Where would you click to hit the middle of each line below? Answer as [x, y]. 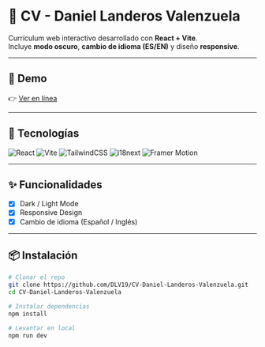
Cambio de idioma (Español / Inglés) [78, 221]
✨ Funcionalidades [55, 185]
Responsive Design [51, 213]
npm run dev [28, 335]
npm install [28, 314]
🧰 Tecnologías [44, 134]
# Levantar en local [42, 328]
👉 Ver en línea [33, 98]
